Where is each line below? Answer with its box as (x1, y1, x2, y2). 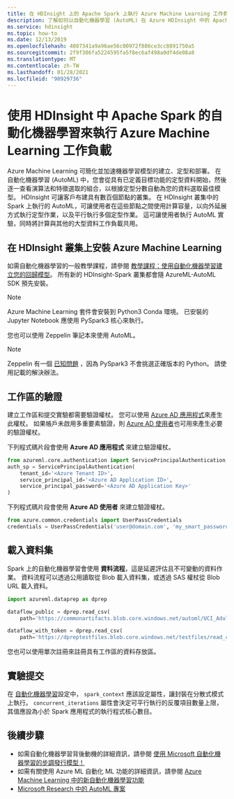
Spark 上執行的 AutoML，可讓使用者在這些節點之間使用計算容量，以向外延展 (7, 202, 227, 210)
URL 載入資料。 (7, 582, 52, 590)
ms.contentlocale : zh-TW (7, 62, 79, 69)
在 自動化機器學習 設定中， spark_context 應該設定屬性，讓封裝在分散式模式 (7, 689, 224, 698)
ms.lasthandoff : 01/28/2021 (7, 69, 89, 75)
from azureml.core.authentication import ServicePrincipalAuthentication (7, 456, 226, 463)
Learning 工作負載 (7, 143, 112, 158)
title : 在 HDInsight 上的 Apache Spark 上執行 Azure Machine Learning (7, 10, 210, 17)
